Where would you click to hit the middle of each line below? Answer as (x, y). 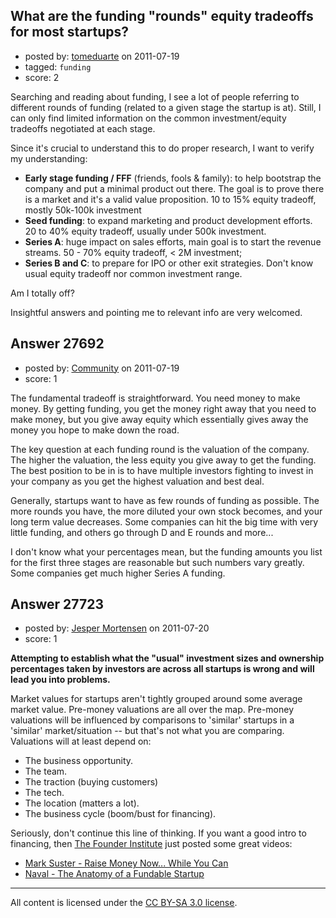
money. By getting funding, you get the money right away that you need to (163, 408)
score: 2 (42, 77)
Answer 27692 (57, 344)
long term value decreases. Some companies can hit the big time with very (164, 521)
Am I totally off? (42, 293)
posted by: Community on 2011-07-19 (102, 368)
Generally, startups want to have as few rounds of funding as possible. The (165, 500)
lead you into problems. (60, 680)
